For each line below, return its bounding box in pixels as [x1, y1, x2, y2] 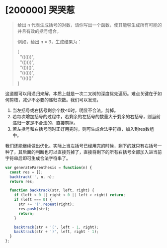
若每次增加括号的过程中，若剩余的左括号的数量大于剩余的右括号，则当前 [12, 113, 161, 119]
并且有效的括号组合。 [17, 28, 61, 34]
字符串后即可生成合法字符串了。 [5, 155, 71, 161]
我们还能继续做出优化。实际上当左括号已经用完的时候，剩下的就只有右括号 [5, 143, 158, 149]
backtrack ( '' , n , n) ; [9, 174, 55, 179]
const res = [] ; [9, 169, 43, 174]
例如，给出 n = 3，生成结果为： [17, 38, 82, 45]
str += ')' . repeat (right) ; [18, 202, 75, 207]
